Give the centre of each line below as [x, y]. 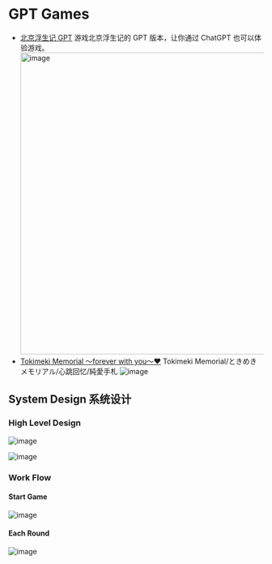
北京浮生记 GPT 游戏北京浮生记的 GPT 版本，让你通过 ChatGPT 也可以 [137, 37]
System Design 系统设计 [70, 400]
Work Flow [30, 477]
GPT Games [49, 14]
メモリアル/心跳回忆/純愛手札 [69, 371]
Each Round [29, 533]
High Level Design [45, 423]
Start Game [28, 497]
